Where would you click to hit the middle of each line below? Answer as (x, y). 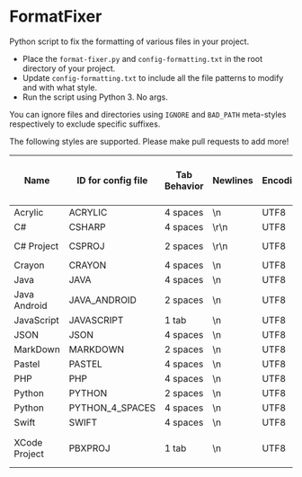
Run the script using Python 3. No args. (95, 97)
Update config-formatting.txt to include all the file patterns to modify (153, 77)
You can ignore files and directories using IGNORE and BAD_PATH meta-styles (148, 114)
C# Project (36, 246)
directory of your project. (69, 68)
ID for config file (112, 180)
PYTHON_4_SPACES (112, 408)
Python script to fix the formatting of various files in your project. (129, 41)
